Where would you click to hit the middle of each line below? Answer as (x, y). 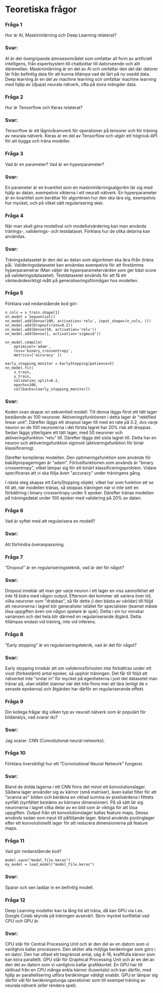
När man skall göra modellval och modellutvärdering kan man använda (76, 226)
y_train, (23, 376)
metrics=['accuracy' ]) (38, 355)
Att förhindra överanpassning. (35, 544)
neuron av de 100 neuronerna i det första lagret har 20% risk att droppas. (79, 428)
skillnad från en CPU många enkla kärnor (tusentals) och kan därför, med (78, 970)
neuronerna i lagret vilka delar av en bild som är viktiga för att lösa (71, 808)
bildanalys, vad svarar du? (31, 717)
